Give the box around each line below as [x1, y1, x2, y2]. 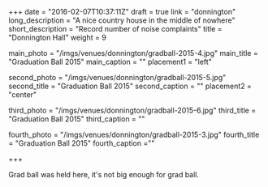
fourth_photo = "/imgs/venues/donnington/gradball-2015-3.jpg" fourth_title [8, 130, 260, 139]
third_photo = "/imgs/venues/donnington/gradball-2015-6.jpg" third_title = [8, 105, 257, 115]
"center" [8, 90, 37, 100]
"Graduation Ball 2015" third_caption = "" [8, 114, 145, 124]
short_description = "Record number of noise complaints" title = [8, 24, 223, 33]
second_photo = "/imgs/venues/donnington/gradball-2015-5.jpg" [8, 73, 227, 82]
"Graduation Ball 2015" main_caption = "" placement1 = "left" [8, 57, 213, 66]
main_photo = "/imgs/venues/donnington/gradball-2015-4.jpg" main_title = [8, 49, 258, 57]
